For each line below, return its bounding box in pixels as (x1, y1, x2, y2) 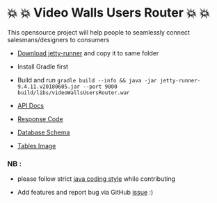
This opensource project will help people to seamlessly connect (7, 28, 190, 36)
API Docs (17, 101, 44, 109)
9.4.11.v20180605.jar (17, 83, 80, 90)
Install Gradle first (17, 62, 68, 71)
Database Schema (17, 128, 70, 136)
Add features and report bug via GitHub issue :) (17, 188, 154, 197)
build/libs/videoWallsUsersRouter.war (17, 89, 130, 96)
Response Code (17, 114, 64, 123)
